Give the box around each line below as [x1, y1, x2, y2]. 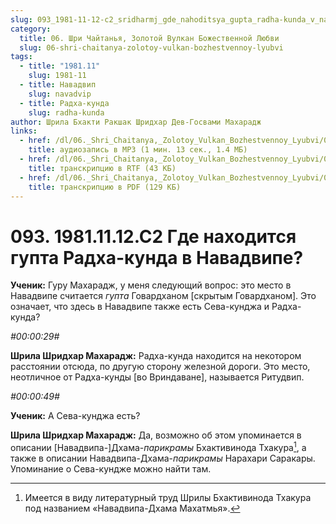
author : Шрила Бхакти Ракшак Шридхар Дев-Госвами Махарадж [10, 117, 262, 127]
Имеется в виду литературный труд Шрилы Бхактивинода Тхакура [24, 491, 312, 503]
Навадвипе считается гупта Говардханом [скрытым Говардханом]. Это [10, 290, 317, 302]
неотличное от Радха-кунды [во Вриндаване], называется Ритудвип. [10, 371, 305, 383]
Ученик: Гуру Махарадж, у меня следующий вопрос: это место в [10, 279, 292, 291]
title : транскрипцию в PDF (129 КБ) [28, 182, 182, 192]
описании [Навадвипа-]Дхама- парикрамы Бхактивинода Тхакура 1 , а [10, 440, 307, 453]
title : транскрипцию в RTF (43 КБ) [28, 163, 177, 173]
